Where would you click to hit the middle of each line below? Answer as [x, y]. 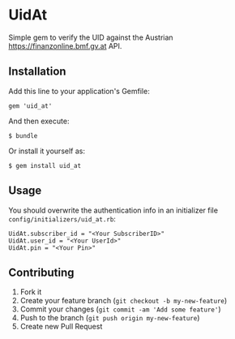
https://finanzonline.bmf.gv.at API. [65, 45]
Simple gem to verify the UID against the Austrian [91, 37]
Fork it [31, 292]
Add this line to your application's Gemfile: [79, 91]
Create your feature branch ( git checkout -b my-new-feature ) [124, 301]
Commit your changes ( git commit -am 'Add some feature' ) [120, 309]
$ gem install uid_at [45, 165]
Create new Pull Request [61, 327]
